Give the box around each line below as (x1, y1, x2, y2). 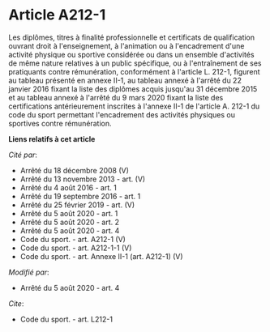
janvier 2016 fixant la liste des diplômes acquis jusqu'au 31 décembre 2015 (8, 83, 258, 94)
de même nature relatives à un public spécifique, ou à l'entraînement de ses (8, 58, 262, 68)
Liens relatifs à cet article (8, 134, 96, 143)
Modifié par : (8, 267, 50, 277)
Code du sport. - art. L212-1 (19, 314, 114, 324)
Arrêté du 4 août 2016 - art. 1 (19, 182, 118, 192)
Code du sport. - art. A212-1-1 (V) (19, 243, 132, 253)
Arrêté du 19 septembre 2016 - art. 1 (19, 191, 141, 201)
